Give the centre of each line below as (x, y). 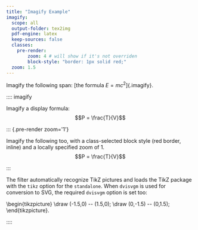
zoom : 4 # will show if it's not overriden (82, 56)
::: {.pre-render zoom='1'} (38, 130)
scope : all (25, 23)
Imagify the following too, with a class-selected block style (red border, (94, 141)
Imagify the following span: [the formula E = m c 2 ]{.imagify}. (80, 85)
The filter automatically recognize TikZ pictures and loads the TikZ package (99, 180)
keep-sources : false (37, 39)
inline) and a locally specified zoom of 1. (55, 148)
